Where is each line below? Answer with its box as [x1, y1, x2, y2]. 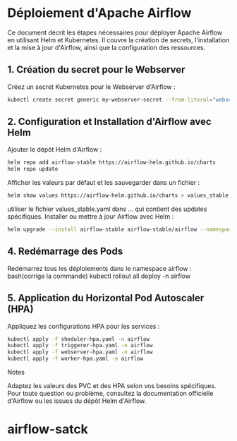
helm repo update [7, 166, 59, 173]
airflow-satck [7, 421, 88, 437]
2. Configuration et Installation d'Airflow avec [7, 116, 212, 128]
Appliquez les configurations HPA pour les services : [7, 322, 160, 330]
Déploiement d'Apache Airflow [7, 5, 192, 21]
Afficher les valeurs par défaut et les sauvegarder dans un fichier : [7, 179, 200, 187]
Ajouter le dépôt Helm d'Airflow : [7, 145, 102, 154]
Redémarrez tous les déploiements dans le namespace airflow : [7, 264, 192, 272]
